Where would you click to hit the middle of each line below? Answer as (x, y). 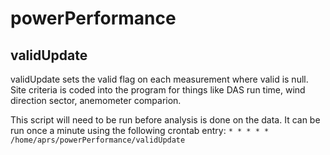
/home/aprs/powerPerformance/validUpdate (98, 140)
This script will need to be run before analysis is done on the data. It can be (165, 120)
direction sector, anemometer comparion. (96, 100)
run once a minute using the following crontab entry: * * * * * (140, 130)
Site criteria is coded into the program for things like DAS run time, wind (158, 90)
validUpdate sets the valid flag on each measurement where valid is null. (159, 79)
